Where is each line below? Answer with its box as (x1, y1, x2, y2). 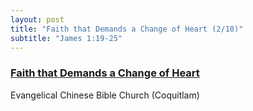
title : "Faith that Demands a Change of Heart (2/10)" (10, 24, 244, 34)
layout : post (10, 14, 65, 25)
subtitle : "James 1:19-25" (10, 33, 123, 43)
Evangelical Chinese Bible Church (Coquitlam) (10, 89, 200, 101)
